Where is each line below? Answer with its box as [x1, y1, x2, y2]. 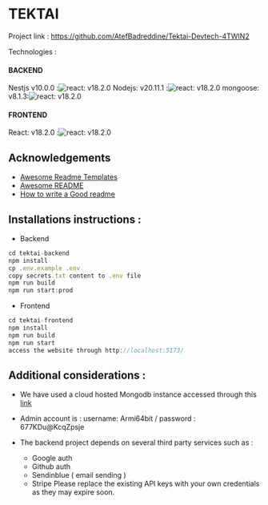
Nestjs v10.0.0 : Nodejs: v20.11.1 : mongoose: [8, 83, 260, 93]
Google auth [31, 454, 73, 463]
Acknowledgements [8, 151, 111, 164]
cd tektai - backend [8, 249, 70, 257]
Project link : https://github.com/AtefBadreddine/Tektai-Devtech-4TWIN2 [8, 31, 250, 41]
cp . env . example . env [8, 264, 81, 273]
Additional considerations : [8, 368, 146, 382]
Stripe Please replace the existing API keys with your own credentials [31, 479, 260, 489]
